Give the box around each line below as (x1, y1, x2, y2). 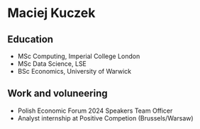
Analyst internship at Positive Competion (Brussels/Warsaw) (17, 113, 194, 122)
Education (7, 33, 54, 45)
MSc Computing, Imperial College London (17, 52, 140, 60)
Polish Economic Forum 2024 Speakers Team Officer (17, 106, 173, 115)
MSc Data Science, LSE (17, 60, 87, 68)
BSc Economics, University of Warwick (17, 67, 132, 75)
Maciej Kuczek (7, 5, 96, 21)
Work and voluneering (7, 87, 108, 100)
